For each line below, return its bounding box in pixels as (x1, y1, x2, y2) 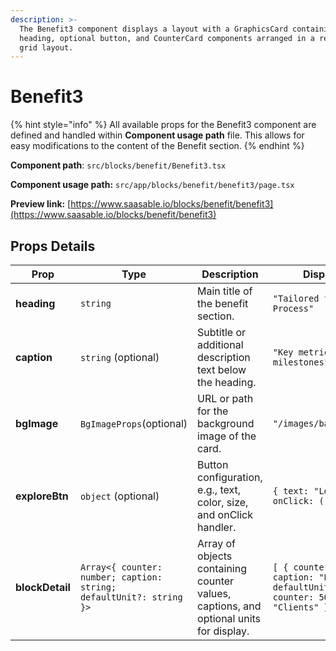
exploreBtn (15, 489, 69, 503)
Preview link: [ (10, 198, 72, 210)
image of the (197, 429, 257, 443)
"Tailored (272, 293, 320, 304)
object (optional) (79, 489, 160, 503)
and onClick (197, 508, 253, 521)
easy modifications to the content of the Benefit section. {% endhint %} (10, 140, 305, 152)
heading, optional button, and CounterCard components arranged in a (19, 33, 315, 43)
